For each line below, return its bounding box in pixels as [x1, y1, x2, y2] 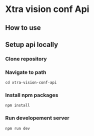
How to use [5, 23, 41, 32]
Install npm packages [5, 91, 58, 98]
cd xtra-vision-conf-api [5, 80, 57, 85]
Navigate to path [5, 68, 46, 75]
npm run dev [5, 126, 30, 131]
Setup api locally [5, 40, 58, 48]
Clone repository [5, 55, 47, 62]
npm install [5, 103, 30, 108]
